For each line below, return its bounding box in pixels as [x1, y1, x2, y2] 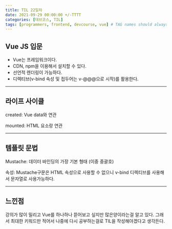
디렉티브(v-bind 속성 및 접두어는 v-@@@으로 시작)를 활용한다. [12, 76, 139, 82]
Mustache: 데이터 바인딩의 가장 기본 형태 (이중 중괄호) [5, 158, 114, 164]
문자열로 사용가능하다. [10, 175, 55, 182]
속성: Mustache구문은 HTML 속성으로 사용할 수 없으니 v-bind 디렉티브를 [5, 169, 151, 175]
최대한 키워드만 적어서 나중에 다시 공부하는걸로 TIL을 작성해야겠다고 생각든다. [10, 218, 165, 224]
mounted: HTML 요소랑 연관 [5, 122, 63, 129]
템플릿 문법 [5, 144, 38, 153]
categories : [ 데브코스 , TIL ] [5, 17, 63, 22]
